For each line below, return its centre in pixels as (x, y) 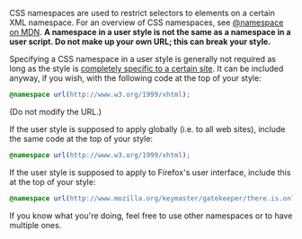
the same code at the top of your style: (81, 138)
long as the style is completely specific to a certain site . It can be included (147, 68)
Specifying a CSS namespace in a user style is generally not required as (143, 59)
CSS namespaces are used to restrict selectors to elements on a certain (142, 13)
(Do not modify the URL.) (55, 111)
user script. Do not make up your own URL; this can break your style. (140, 41)
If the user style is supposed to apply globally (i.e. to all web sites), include (147, 128)
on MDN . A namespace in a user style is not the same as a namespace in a (150, 32)
